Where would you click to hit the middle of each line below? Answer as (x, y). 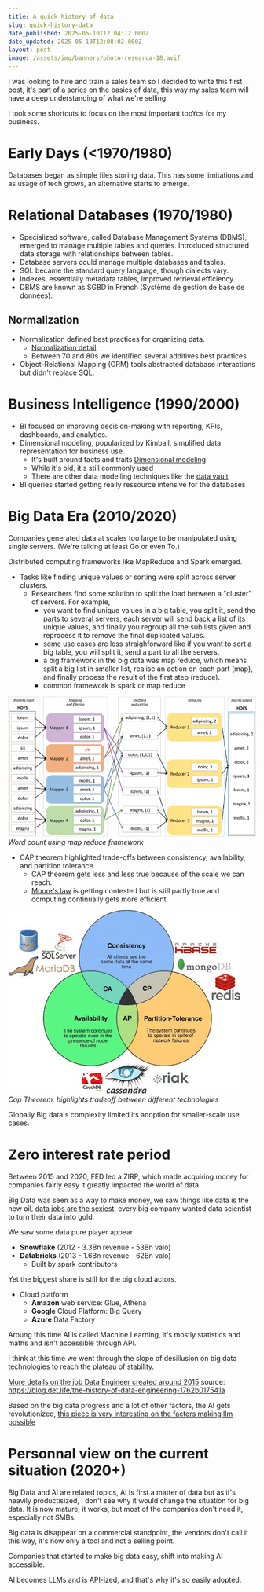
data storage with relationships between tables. (96, 253)
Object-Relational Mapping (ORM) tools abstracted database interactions (137, 364)
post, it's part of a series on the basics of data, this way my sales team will (128, 90)
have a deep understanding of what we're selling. (88, 98)
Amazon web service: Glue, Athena (89, 1302)
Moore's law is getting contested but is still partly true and (125, 890)
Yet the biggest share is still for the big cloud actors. (92, 1279)
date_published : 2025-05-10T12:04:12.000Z (79, 33)
